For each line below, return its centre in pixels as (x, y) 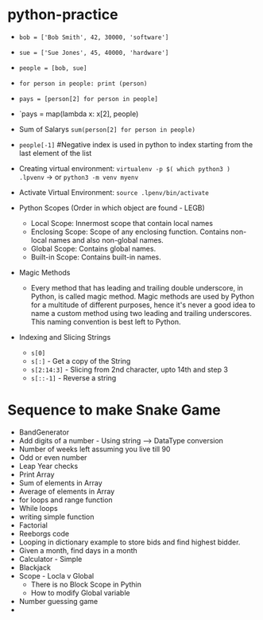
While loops (38, 508)
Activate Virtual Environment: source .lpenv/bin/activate (114, 192)
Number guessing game (58, 601)
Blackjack (35, 567)
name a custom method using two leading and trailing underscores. (141, 313)
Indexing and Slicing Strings (65, 337)
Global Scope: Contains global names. (93, 248)
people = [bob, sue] (53, 68)
